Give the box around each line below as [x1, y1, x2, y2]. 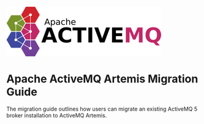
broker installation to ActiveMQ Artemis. [6, 111, 107, 119]
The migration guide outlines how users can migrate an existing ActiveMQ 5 [6, 105, 198, 112]
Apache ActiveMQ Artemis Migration [6, 72, 198, 86]
